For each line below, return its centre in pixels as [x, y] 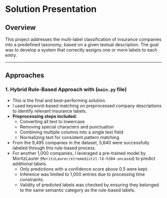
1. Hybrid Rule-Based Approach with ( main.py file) [66, 89]
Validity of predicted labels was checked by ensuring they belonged [89, 185]
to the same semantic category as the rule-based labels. [78, 190]
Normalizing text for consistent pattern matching [69, 137]
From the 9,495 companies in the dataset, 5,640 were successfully [81, 142]
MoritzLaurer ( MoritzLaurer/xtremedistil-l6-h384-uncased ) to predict [84, 158]
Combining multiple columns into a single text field [71, 132]
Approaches [25, 75]
